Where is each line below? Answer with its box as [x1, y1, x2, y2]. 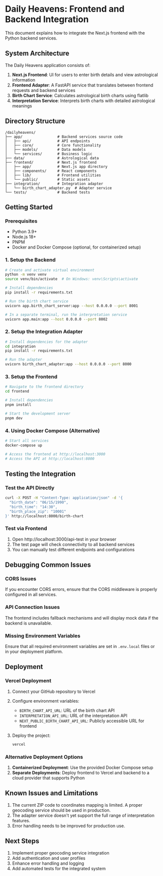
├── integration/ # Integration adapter [5, 181, 104, 186]
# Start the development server [5, 411, 71, 416]
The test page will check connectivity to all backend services [12, 541, 135, 547]
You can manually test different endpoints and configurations [12, 546, 135, 552]
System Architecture [5, 49, 70, 58]
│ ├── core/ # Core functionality [5, 143, 101, 147]
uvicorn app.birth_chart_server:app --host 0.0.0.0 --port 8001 [5, 303, 138, 308]
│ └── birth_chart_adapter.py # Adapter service [5, 186, 112, 190]
